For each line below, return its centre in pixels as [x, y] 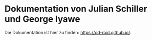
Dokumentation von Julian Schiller [76, 9]
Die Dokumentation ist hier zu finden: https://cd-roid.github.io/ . [68, 32]
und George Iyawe [42, 19]
